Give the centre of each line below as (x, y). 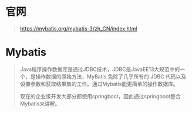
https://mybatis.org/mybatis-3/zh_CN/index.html (78, 28)
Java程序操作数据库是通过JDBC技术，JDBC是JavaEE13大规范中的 (100, 69)
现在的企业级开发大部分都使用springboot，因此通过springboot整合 (100, 96)
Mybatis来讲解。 (40, 104)
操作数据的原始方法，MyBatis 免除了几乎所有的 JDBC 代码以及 (111, 76)
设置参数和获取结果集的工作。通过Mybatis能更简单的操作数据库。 (99, 84)
